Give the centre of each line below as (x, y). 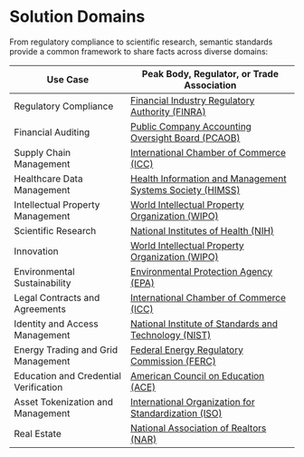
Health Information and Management (209, 179)
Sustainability (43, 283)
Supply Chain (43, 152)
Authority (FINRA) (168, 112)
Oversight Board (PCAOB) (185, 138)
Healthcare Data (48, 179)
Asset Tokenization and (64, 402)
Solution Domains (77, 17)
